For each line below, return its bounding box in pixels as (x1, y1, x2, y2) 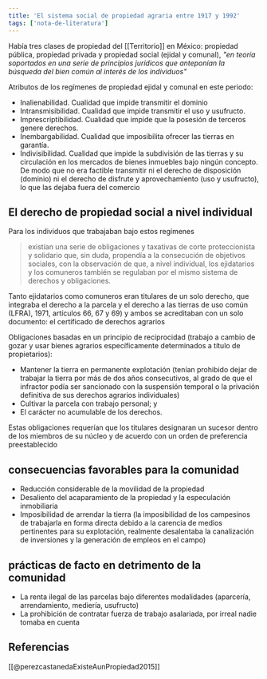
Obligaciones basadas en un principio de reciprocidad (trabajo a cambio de (8, 332, 256, 342)
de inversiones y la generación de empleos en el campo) (19, 535, 206, 545)
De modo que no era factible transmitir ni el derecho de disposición (19, 165, 241, 175)
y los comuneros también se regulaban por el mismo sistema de (27, 268, 238, 277)
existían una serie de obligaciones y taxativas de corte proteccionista (27, 242, 256, 252)
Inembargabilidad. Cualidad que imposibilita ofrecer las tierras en (19, 131, 234, 141)
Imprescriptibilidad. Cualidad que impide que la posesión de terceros (19, 114, 246, 124)
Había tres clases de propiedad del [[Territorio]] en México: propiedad (8, 41, 239, 50)
